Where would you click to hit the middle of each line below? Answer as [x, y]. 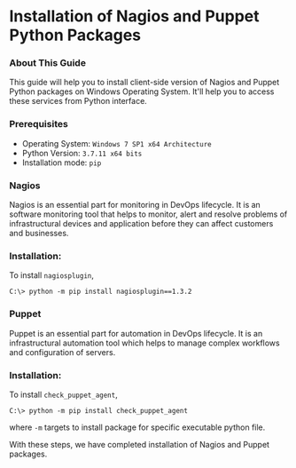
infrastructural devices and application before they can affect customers [141, 224]
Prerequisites [39, 124]
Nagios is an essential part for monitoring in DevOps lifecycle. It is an [135, 205]
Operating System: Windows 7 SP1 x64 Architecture [117, 143]
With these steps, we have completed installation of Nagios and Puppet [140, 444]
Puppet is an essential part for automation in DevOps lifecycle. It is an [136, 333]
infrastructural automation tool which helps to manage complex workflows [145, 343]
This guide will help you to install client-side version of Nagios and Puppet [144, 83]
